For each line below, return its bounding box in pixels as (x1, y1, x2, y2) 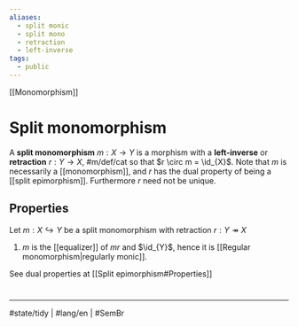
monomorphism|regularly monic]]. (21, 251, 148, 261)
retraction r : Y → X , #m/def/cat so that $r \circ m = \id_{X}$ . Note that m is (9, 156, 287, 167)
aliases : (9, 12, 42, 22)
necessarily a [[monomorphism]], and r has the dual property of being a (9, 166, 272, 176)
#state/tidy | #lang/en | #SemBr (9, 308, 125, 318)
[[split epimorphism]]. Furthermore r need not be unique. (9, 175, 216, 186)
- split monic (17, 21, 69, 30)
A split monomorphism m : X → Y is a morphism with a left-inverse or (9, 147, 269, 158)
